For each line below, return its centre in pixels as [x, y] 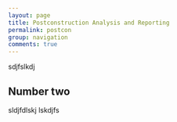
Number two [39, 91]
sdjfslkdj [22, 66]
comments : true [33, 45]
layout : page [29, 15]
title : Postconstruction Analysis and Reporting [89, 23]
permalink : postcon [40, 30]
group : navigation [38, 37]
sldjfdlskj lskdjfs [34, 109]
